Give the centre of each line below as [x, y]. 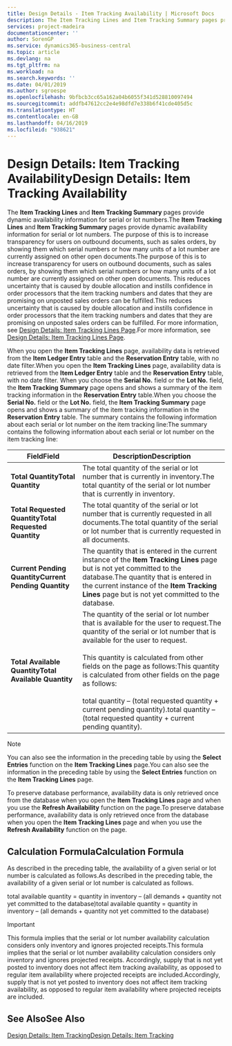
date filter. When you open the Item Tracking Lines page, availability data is [114, 366]
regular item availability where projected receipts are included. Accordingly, [114, 975]
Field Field [43, 456]
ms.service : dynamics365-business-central [69, 46]
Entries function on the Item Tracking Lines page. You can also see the [108, 765]
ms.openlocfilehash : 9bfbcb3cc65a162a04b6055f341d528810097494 [100, 98]
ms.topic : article [33, 53]
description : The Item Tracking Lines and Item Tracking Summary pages [112, 20]
